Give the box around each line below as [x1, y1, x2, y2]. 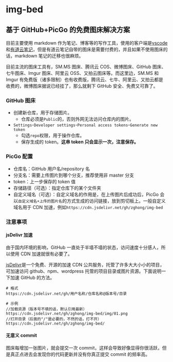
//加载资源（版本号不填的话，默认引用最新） [6, 307, 87, 312]
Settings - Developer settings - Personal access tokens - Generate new [13, 122, 158, 128]
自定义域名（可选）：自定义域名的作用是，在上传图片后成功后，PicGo [13, 191, 159, 197]
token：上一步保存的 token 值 [13, 178, 76, 184]
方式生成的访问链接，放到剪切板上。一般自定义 [66, 198, 166, 204]
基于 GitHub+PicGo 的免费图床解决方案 [6, 25, 130, 34]
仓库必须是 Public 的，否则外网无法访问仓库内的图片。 [21, 116, 134, 122]
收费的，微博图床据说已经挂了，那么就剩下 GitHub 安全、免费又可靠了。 [6, 83, 158, 89]
